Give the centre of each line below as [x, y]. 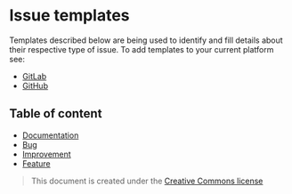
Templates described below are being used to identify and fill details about [146, 40]
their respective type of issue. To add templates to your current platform [142, 49]
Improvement [46, 154]
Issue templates [70, 16]
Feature [36, 163]
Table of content [56, 113]
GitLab [34, 76]
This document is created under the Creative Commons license [147, 181]
